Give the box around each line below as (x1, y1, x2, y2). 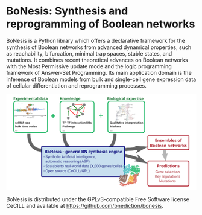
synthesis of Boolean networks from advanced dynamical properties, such (6, 43, 192, 51)
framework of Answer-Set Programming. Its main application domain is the (6, 69, 192, 76)
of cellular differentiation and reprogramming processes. (6, 82, 147, 89)
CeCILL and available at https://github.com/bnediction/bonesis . (6, 202, 164, 210)
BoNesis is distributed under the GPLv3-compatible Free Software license (6, 196, 190, 203)
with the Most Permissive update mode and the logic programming (6, 62, 172, 70)
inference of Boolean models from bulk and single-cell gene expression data (6, 75, 197, 83)
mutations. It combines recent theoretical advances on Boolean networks (6, 56, 188, 63)
